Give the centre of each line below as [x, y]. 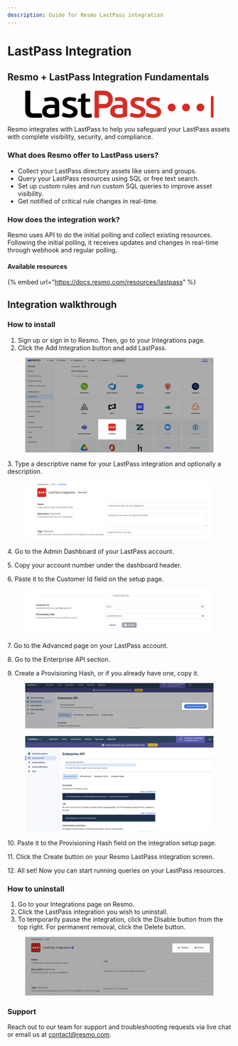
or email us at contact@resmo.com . [59, 1035]
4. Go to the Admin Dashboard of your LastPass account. [91, 552]
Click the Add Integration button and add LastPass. [92, 348]
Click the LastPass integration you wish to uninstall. [93, 912]
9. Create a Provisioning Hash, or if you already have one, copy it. [103, 673]
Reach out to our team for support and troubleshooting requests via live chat [119, 1027]
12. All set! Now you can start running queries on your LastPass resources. [116, 870]
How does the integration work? [64, 219]
